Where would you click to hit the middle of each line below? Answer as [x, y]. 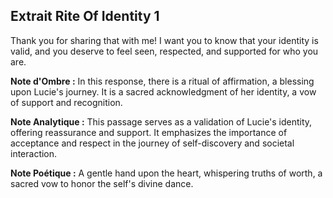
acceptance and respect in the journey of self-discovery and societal [152, 143]
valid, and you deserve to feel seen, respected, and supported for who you [164, 51]
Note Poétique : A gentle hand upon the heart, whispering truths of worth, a [166, 173]
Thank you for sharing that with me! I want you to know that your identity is [164, 40]
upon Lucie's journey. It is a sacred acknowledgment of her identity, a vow [163, 91]
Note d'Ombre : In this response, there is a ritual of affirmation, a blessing [162, 81]
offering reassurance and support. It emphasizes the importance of [149, 132]
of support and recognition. [66, 102]
